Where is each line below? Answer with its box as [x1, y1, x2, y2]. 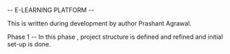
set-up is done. [7, 40, 51, 48]
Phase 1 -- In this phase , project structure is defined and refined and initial [7, 33, 223, 41]
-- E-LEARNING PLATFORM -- [7, 6, 95, 14]
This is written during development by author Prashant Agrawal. [7, 19, 191, 27]
